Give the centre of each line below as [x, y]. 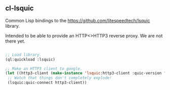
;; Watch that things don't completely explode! [60, 78]
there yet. [15, 41]
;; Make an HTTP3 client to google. [44, 69]
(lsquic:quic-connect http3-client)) [47, 83]
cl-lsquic [19, 8]
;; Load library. [24, 55]
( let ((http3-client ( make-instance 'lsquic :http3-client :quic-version [83, 73]
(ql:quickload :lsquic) [30, 59]
